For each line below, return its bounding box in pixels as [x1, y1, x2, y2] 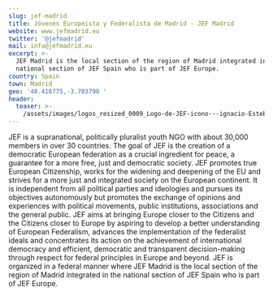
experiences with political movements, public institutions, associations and [8, 201, 258, 211]
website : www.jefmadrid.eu [8, 27, 100, 35]
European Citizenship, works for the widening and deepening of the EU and [8, 167, 262, 176]
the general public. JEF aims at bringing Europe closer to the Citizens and [8, 210, 254, 219]
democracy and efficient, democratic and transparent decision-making [8, 244, 245, 254]
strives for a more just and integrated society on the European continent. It [8, 175, 258, 185]
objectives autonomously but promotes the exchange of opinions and [8, 192, 241, 202]
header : [8, 95, 35, 103]
